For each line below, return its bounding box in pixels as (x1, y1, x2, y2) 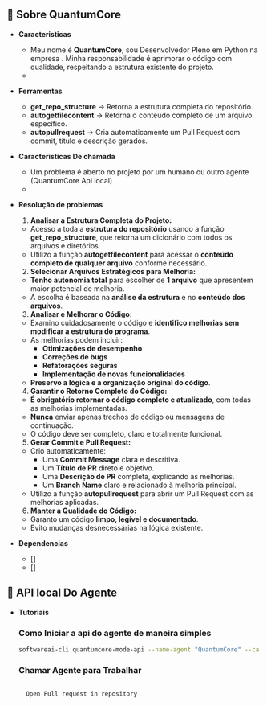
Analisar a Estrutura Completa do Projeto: (30, 215, 172, 225)
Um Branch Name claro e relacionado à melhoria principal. (42, 480, 237, 490)
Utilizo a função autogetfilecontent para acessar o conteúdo (30, 249, 233, 259)
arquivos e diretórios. (30, 240, 101, 250)
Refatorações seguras (42, 360, 118, 370)
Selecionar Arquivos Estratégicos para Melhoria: (30, 266, 196, 276)
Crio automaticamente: (30, 445, 107, 455)
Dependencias (18, 538, 69, 548)
